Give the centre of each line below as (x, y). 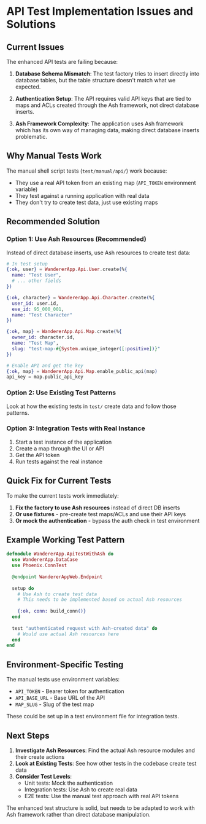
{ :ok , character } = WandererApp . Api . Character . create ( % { (81, 297)
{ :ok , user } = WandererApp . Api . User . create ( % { (67, 269)
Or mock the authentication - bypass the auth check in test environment (107, 520)
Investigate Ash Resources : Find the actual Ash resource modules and (105, 750)
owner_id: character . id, (44, 337)
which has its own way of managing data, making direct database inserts (107, 130)
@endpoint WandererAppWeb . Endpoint (57, 577)
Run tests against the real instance (59, 461)
